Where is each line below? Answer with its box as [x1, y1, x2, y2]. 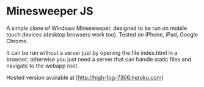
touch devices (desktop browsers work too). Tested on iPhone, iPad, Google [6, 30, 199, 38]
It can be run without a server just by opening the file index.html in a [6, 49, 178, 56]
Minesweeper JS [6, 4, 93, 18]
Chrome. [6, 37, 29, 44]
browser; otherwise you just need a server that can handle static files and [6, 55, 191, 63]
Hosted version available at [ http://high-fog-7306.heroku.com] [6, 74, 164, 81]
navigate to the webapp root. [6, 62, 79, 69]
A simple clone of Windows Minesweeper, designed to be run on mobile [6, 24, 188, 32]
